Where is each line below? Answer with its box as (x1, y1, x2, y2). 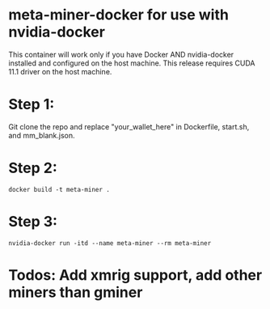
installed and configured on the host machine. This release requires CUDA (8, 58, 255, 68)
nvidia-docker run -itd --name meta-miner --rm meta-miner (8, 239, 212, 248)
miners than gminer (8, 283, 143, 301)
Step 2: (8, 159, 58, 177)
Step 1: (8, 95, 55, 114)
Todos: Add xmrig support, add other (8, 265, 263, 284)
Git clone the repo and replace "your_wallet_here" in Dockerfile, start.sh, (8, 121, 250, 131)
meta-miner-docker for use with (8, 6, 229, 24)
